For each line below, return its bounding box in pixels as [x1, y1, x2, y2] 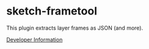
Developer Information [6, 36, 63, 43]
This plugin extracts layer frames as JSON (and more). [6, 24, 144, 31]
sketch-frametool [6, 4, 98, 18]
